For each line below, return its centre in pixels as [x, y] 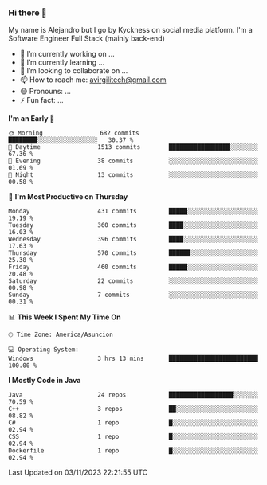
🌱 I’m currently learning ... [62, 62]
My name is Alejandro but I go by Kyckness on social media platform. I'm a [130, 30]
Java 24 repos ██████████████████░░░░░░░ [133, 395]
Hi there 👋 [28, 13]
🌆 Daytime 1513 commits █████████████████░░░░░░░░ [133, 147]
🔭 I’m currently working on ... [67, 54]
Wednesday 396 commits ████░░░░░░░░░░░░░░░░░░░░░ [133, 239]
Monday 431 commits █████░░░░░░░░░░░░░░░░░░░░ [133, 211]
